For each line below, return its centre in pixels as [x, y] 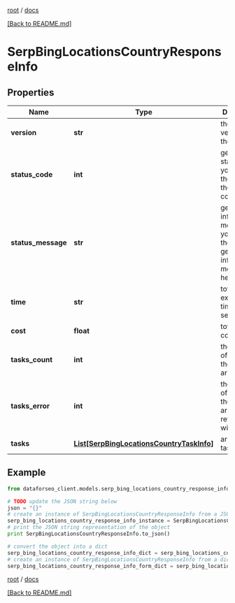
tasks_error [30, 406]
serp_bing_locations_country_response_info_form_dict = [90, 566]
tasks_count [32, 359]
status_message [39, 242]
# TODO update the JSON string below [62, 501]
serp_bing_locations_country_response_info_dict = [83, 553]
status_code [32, 174]
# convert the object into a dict [58, 546]
